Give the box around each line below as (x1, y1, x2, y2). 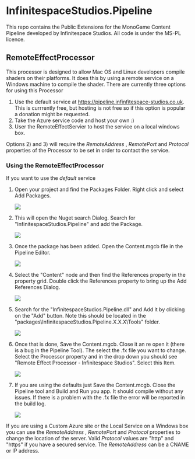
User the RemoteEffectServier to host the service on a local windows (14, 123, 180, 130)
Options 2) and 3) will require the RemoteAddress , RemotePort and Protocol (6, 140, 189, 147)
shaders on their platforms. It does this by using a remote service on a (6, 74, 174, 81)
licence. (6, 36, 25, 43)
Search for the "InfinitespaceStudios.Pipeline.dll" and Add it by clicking (14, 306, 185, 313)
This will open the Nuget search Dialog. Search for (14, 214, 136, 221)
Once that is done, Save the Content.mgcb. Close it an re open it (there (14, 340, 185, 348)
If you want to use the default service (6, 175, 96, 182)
